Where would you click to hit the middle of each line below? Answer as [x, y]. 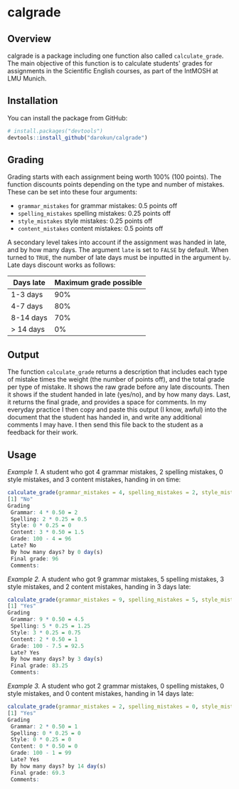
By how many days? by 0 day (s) [57, 552]
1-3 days [27, 295]
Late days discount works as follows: [62, 265]
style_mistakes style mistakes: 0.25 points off [85, 221]
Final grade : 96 [34, 559]
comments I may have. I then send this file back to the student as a [105, 425]
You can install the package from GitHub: [68, 117]
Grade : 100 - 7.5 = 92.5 [47, 646]
